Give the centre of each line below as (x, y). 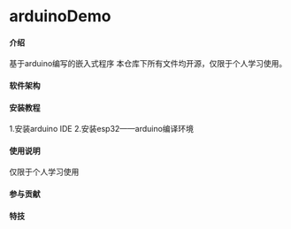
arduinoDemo (60, 16)
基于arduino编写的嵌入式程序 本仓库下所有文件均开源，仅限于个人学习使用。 (148, 64)
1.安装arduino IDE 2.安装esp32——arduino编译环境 (102, 129)
